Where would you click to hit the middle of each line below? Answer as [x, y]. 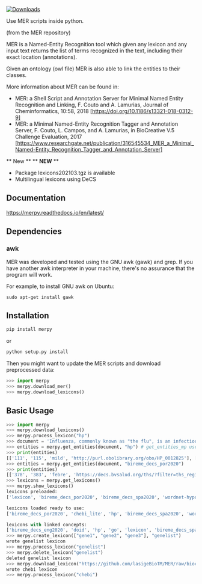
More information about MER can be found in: [63, 87]
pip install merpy [29, 330]
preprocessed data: [31, 370]
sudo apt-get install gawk [40, 297]
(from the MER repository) [38, 32]
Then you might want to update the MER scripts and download [84, 363]
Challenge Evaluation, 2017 [48, 137]
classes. [17, 75]
